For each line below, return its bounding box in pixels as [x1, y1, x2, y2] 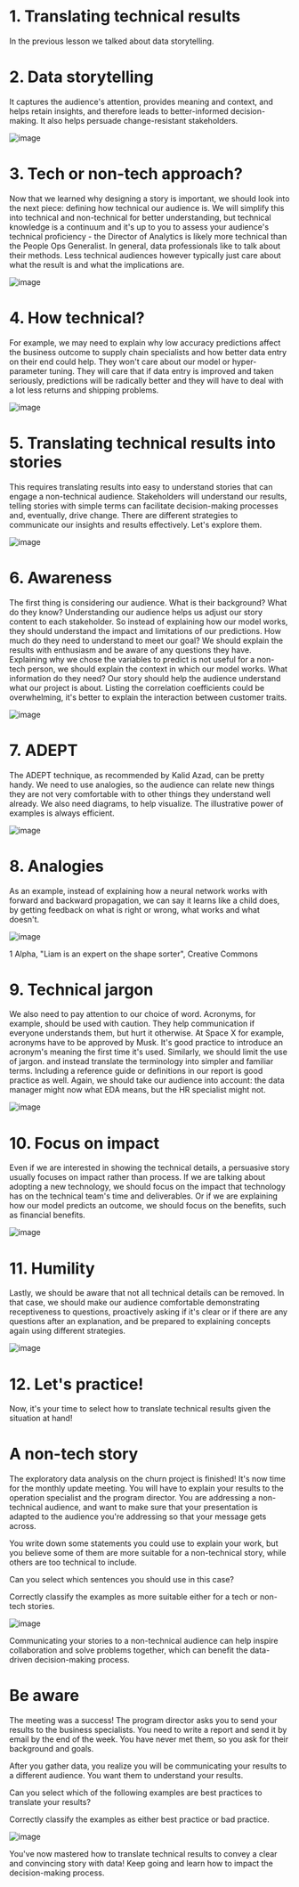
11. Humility [9, 1258, 95, 1279]
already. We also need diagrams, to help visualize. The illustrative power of [9, 798, 284, 809]
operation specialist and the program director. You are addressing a [9, 1493, 256, 1503]
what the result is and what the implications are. [9, 259, 185, 270]
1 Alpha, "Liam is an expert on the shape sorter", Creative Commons [9, 948, 258, 959]
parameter [9, 365, 48, 376]
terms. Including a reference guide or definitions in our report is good [9, 1066, 263, 1077]
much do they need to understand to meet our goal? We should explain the [9, 635, 283, 646]
